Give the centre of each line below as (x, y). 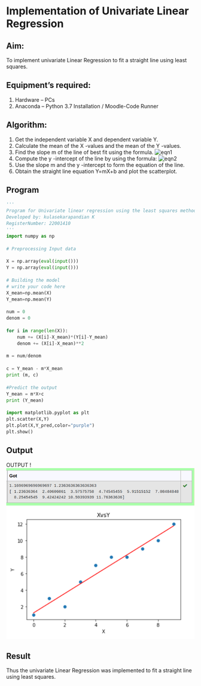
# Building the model (33, 280)
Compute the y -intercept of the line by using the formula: (86, 158)
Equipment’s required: (48, 85)
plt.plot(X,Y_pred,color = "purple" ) (51, 426)
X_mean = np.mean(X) (29, 293)
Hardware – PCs (35, 99)
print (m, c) (22, 375)
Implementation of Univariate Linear (98, 11)
